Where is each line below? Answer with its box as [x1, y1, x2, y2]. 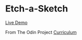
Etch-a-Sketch [5, 3, 68, 14]
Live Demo [5, 19, 28, 25]
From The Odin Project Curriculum [5, 29, 77, 35]
